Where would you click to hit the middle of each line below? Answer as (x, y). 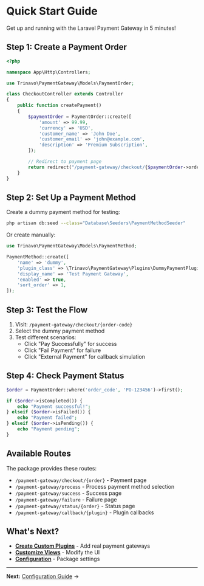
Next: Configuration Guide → (42, 576)
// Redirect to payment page (65, 162)
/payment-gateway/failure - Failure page (66, 499)
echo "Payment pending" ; (49, 429)
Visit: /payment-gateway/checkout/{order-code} (74, 324)
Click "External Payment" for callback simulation (85, 357)
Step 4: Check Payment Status (65, 376)
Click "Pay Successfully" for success (70, 344)
